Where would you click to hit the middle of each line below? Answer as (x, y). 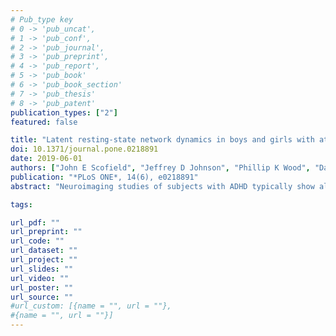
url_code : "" (37, 241)
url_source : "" (42, 297)
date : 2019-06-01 (46, 159)
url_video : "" (40, 278)
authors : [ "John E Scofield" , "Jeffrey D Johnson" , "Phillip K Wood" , (160, 168)
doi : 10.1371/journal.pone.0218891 (84, 149)
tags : (21, 204)
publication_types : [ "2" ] (64, 112)
